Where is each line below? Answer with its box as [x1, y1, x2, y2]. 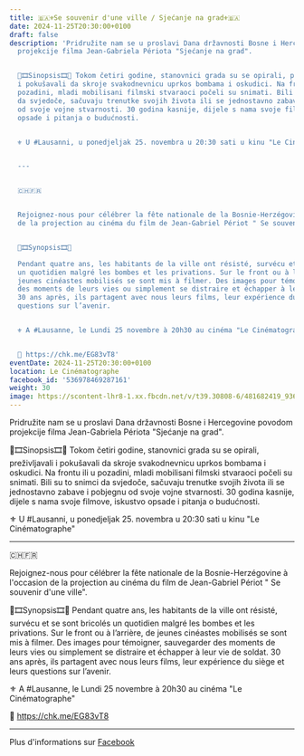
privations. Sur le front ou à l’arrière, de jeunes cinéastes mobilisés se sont [9, 627, 288, 638]
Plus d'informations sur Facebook [9, 737, 135, 747]
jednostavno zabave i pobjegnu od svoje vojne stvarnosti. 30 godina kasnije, [9, 486, 295, 497]
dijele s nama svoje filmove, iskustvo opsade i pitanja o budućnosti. [9, 496, 261, 507]
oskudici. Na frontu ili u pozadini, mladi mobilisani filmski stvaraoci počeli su [9, 467, 292, 478]
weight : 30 [9, 384, 51, 393]
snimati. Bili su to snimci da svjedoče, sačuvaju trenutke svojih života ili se [9, 477, 285, 487]
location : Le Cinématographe [9, 367, 119, 376]
